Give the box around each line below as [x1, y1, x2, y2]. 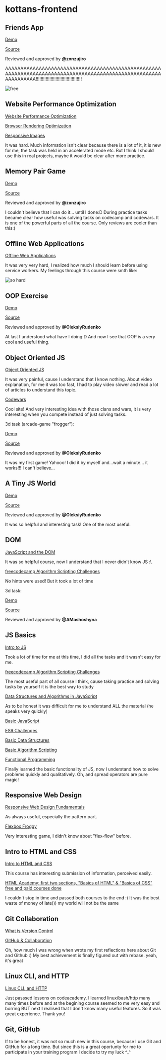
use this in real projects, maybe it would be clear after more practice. [5, 153, 146, 159]
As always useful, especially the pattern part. [5, 814, 98, 820]
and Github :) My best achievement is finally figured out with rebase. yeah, [5, 952, 158, 958]
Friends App [5, 23, 44, 32]
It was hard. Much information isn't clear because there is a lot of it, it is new [5, 142, 161, 148]
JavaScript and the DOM [5, 549, 55, 555]
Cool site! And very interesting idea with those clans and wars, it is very [5, 406, 151, 412]
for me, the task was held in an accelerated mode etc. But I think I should [5, 147, 154, 153]
